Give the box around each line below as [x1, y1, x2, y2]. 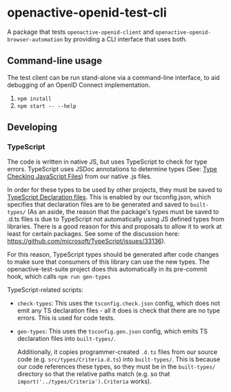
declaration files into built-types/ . [17, 335, 116, 343]
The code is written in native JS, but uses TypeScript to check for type [7, 157, 208, 166]
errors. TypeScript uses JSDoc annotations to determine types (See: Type [7, 165, 217, 173]
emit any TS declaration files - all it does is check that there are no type [17, 306, 221, 315]
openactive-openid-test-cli [7, 5, 167, 21]
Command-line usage [7, 55, 102, 67]
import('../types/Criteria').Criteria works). [17, 378, 152, 386]
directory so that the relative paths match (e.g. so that [17, 370, 170, 378]
